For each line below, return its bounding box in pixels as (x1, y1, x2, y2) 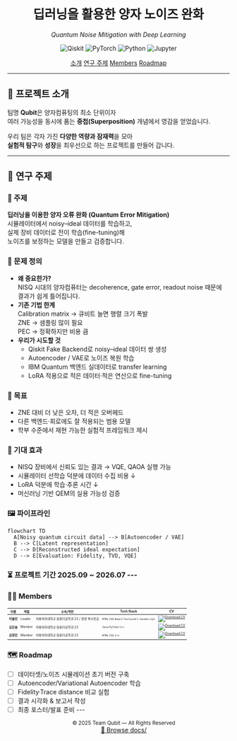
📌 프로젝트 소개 (7, 88, 69, 100)
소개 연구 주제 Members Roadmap (70, 58, 167, 67)
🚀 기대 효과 (7, 445, 42, 455)
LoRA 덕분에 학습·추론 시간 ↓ (17, 481, 99, 489)
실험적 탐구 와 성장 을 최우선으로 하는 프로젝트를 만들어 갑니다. (7, 141, 175, 149)
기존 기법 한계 (17, 300, 55, 309)
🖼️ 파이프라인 (7, 509, 51, 519)
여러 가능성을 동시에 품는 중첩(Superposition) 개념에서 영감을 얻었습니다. (7, 117, 211, 125)
